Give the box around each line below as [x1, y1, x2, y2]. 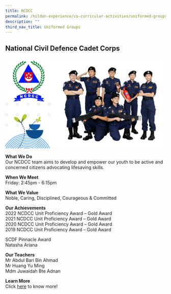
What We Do [5, 153, 32, 159]
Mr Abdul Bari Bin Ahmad [5, 257, 59, 263]
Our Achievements [5, 205, 46, 211]
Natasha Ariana [5, 241, 38, 248]
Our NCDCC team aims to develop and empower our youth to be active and [5, 159, 163, 165]
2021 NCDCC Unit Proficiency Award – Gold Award [5, 215, 111, 222]
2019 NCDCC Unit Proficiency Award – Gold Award [5, 226, 111, 232]
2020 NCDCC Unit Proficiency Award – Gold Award [5, 221, 112, 227]
